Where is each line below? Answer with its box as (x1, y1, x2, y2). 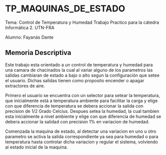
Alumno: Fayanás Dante (5, 34, 54, 40)
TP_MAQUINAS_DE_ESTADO (5, 3, 125, 14)
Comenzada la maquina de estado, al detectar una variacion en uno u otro (5, 128, 157, 134)
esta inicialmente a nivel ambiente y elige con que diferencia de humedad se (5, 113, 162, 119)
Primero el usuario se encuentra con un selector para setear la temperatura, (5, 92, 160, 98)
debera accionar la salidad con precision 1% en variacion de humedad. (5, 118, 150, 124)
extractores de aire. (5, 83, 45, 89)
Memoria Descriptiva (5, 49, 71, 57)
